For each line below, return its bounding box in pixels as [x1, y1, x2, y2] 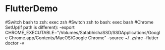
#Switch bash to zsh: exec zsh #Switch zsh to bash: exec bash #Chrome [5, 19, 154, 25]
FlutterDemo [5, 3, 58, 14]
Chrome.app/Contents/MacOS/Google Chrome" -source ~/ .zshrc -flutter [9, 35, 159, 41]
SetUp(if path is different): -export [5, 24, 75, 30]
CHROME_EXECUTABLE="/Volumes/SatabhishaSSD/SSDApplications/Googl [5, 29, 161, 35]
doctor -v [5, 40, 25, 46]
